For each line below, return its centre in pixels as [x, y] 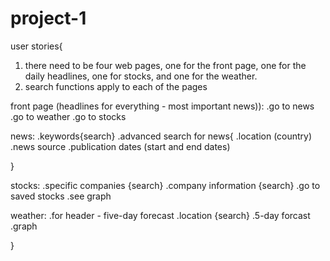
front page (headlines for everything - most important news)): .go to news [162, 106]
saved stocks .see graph [61, 196]
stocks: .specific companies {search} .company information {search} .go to [165, 185]
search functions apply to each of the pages [116, 86]
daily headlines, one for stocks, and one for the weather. [141, 76]
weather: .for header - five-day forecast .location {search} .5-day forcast [160, 215]
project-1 [48, 18]
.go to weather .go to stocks [68, 116]
